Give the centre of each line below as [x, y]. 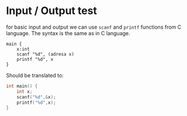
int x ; [25, 91]
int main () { [22, 86]
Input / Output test [52, 11]
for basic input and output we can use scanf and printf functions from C [94, 27]
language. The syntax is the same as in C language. [68, 33]
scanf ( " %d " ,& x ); [37, 97]
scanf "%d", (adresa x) [46, 54]
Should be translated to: [35, 75]
